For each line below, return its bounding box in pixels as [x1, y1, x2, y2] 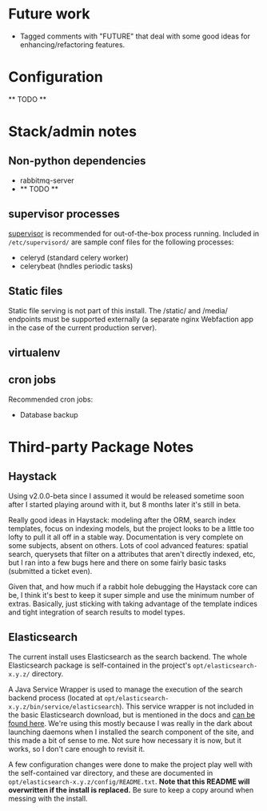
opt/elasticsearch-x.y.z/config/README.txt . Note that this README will [8, 777, 250, 786]
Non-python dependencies [8, 154, 146, 168]
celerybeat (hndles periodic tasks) [19, 261, 133, 271]
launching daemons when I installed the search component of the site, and [8, 727, 254, 736]
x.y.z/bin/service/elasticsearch [8, 703, 120, 711]
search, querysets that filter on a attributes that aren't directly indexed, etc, [8, 549, 256, 559]
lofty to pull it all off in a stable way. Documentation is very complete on [8, 532, 244, 542]
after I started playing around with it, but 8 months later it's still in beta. [8, 499, 241, 509]
